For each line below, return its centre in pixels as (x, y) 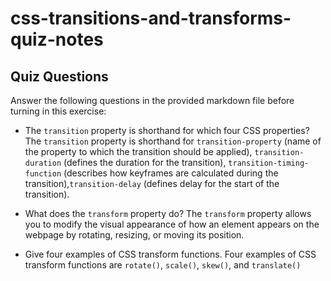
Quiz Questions (59, 76)
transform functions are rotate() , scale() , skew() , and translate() (163, 265)
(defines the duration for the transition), (145, 162)
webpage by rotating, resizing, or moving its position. (134, 235)
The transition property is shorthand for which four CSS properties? (167, 130)
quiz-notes (57, 39)
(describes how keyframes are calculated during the (171, 173)
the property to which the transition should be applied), (138, 151)
